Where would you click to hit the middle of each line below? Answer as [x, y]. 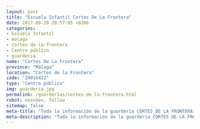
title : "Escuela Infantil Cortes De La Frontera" [69, 17]
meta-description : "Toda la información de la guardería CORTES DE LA [96, 117]
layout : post [22, 12]
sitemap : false [25, 106]
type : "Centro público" [36, 84]
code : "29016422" [28, 78]
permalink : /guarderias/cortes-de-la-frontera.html [71, 95]
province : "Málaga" [30, 67]
